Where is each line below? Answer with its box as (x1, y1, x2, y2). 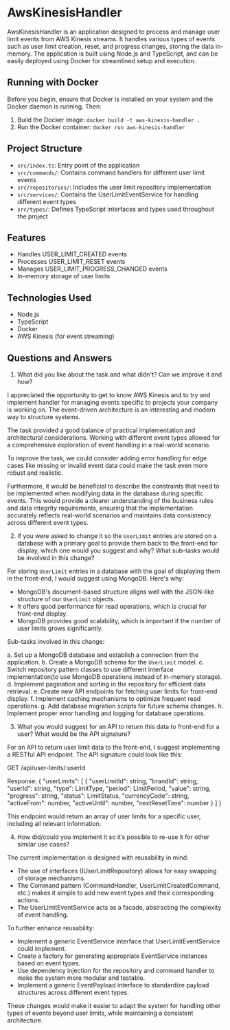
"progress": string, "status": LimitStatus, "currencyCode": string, (7, 792, 190, 800)
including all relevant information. (7, 820, 102, 827)
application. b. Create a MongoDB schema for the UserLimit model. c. (7, 658, 205, 666)
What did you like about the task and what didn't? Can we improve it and (16, 370, 222, 379)
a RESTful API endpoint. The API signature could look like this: (7, 750, 183, 759)
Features (7, 232, 46, 243)
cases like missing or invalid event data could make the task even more (7, 462, 208, 469)
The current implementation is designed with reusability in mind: (7, 853, 189, 862)
